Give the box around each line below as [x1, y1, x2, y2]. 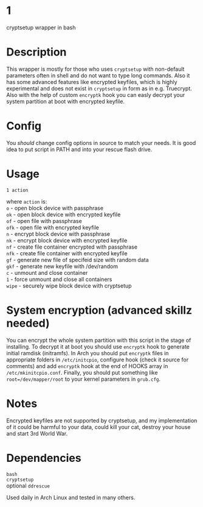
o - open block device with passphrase [6, 204, 104, 211]
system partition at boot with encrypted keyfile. [6, 97, 125, 105]
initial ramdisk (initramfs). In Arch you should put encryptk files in [6, 349, 169, 356]
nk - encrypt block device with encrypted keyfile [6, 236, 128, 244]
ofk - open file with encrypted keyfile [6, 224, 99, 231]
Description [6, 45, 67, 59]
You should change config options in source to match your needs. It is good [6, 139, 196, 146]
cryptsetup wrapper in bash [6, 24, 76, 31]
